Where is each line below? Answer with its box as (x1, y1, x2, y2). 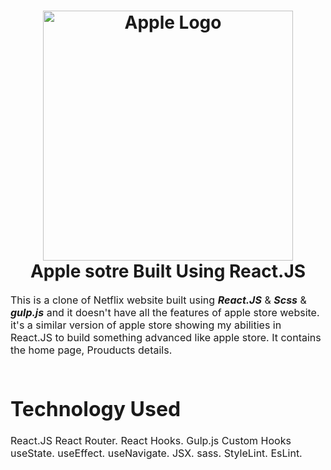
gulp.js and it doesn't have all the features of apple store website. (10, 305, 320, 319)
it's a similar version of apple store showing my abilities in (10, 318, 282, 332)
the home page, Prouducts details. (10, 343, 173, 357)
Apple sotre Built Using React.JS (29, 260, 307, 283)
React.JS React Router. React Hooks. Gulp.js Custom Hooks (10, 434, 292, 448)
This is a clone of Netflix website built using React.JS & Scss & (10, 293, 307, 307)
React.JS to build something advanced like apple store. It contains (10, 330, 322, 344)
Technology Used (10, 396, 182, 422)
